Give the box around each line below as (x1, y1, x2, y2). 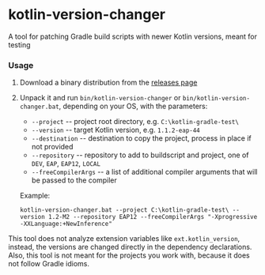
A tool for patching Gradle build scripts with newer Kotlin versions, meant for (8, 32, 258, 41)
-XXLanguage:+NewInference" (19, 220, 112, 228)
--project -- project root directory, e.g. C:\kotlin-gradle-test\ (31, 117, 240, 126)
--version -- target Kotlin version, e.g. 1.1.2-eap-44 (31, 125, 200, 135)
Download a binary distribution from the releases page (19, 77, 198, 88)
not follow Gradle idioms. (8, 259, 89, 269)
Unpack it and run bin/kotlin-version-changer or (19, 93, 181, 103)
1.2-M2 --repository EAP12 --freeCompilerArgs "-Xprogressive (48, 213, 258, 221)
